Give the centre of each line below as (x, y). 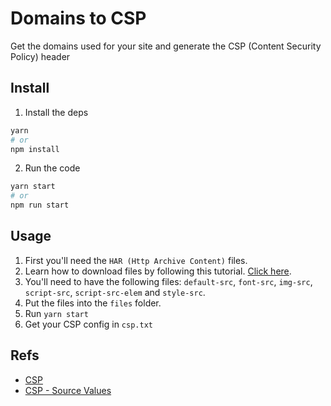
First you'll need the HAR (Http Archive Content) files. (136, 260)
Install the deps (56, 112)
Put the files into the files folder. (93, 303)
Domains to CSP (78, 18)
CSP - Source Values (68, 390)
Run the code (52, 168)
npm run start (40, 205)
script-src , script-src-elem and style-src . (115, 292)
